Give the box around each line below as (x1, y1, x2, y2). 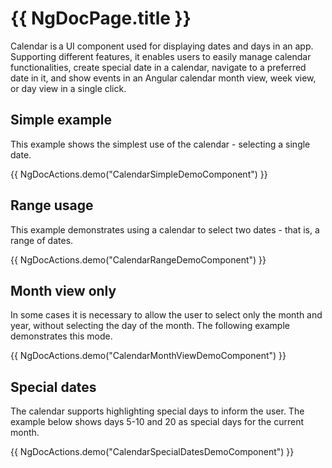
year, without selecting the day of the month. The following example (10, 320, 290, 332)
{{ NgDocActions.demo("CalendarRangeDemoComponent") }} (10, 253, 267, 266)
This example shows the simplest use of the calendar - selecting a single (10, 138, 311, 150)
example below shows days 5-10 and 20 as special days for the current (10, 416, 304, 428)
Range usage (10, 197, 94, 214)
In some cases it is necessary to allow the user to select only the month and (10, 309, 323, 321)
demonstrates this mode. (10, 330, 113, 342)
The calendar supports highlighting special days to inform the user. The (10, 405, 305, 417)
